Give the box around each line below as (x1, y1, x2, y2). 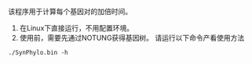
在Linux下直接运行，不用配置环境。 (19, 23, 134, 33)
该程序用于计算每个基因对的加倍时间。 (8, 7, 132, 16)
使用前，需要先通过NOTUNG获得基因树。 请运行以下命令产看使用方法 (19, 34, 245, 42)
